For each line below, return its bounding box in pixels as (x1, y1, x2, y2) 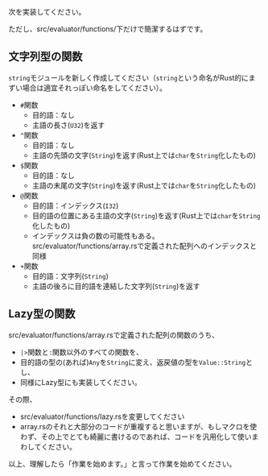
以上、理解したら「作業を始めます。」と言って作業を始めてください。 (8, 458, 237, 469)
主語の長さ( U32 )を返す (31, 120, 105, 130)
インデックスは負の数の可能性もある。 (31, 230, 159, 240)
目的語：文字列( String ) (31, 271, 109, 280)
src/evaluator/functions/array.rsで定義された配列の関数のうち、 (8, 329, 220, 340)
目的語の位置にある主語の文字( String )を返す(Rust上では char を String (31, 210, 261, 220)
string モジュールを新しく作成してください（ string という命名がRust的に (8, 72, 249, 82)
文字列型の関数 (8, 50, 83, 64)
